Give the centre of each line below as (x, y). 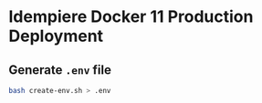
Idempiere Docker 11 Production (131, 17)
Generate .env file (60, 70)
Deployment (56, 36)
